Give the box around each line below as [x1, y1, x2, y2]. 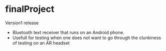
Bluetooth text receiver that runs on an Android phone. [12, 29, 125, 35]
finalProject [5, 3, 55, 15]
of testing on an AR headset [12, 40, 70, 46]
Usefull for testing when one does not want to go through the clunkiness [12, 35, 161, 41]
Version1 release [5, 20, 39, 26]
